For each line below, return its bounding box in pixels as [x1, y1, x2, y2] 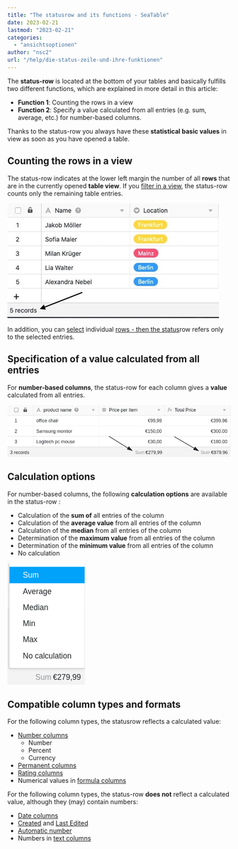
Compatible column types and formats [7, 698, 181, 710]
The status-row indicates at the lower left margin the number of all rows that [7, 174, 230, 183]
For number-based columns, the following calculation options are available [7, 490, 228, 498]
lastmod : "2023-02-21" [7, 26, 74, 33]
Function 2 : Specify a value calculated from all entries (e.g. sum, [17, 105, 207, 114]
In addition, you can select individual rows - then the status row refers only [7, 325, 224, 333]
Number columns [17, 731, 69, 740]
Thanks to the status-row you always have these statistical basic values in [7, 126, 227, 135]
